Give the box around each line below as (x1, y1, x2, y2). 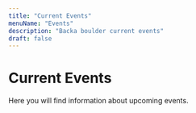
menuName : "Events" (8, 19, 74, 27)
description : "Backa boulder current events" (8, 27, 164, 35)
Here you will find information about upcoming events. (8, 96, 189, 106)
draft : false (8, 34, 52, 43)
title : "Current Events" (8, 11, 92, 20)
